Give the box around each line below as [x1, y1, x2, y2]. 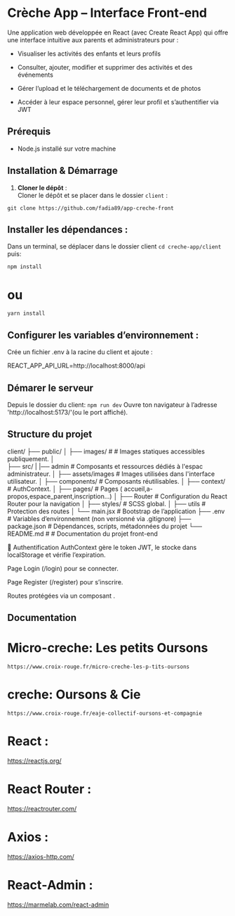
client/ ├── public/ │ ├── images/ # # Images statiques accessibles [7, 447, 206, 456]
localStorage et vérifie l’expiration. [7, 551, 107, 559]
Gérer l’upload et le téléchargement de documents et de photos [17, 84, 201, 92]
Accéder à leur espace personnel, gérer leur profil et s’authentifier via [17, 97, 219, 106]
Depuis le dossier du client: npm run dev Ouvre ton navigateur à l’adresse [7, 400, 217, 409]
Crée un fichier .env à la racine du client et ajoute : [7, 348, 153, 356]
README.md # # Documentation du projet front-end [7, 529, 158, 538]
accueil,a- [123, 484, 153, 493]
